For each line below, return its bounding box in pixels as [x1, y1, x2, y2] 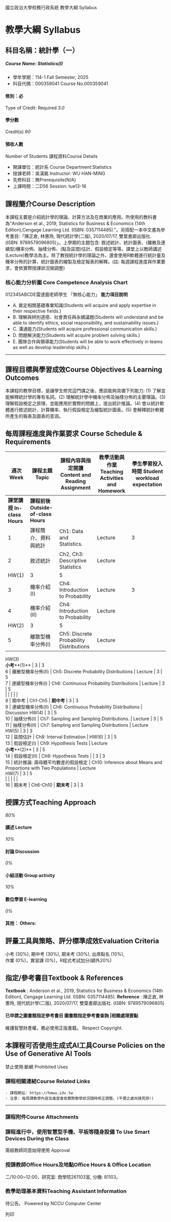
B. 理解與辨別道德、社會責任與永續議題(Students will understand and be [12, 314, 164, 320]
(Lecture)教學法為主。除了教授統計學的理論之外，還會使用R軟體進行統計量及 [5, 252, 166, 258]
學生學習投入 [132, 460, 163, 467]
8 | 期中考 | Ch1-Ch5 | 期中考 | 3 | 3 [5, 697, 79, 703]
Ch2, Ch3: [59, 550, 84, 557]
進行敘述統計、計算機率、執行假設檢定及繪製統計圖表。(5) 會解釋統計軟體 [9, 407, 164, 413]
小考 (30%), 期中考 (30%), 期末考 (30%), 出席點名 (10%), [5, 951, 125, 957]
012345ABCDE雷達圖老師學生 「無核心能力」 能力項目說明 [5, 291, 128, 298]
